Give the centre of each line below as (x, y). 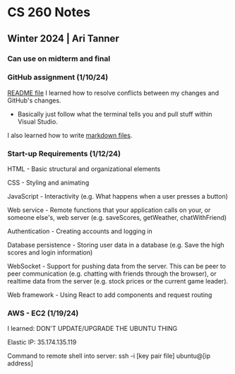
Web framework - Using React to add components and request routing (110, 295)
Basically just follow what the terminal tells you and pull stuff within (115, 114)
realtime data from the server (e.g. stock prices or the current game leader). (118, 281)
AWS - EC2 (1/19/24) (43, 313)
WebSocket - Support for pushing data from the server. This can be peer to (117, 267)
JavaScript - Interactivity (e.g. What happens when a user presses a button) (117, 197)
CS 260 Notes (49, 12)
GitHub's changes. (34, 100)
